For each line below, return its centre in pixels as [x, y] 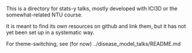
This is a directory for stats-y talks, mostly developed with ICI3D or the [92, 9]
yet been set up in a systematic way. [50, 32]
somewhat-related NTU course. [44, 15]
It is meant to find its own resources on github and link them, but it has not [96, 26]
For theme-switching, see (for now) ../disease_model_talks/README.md [93, 44]
